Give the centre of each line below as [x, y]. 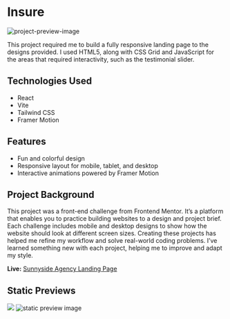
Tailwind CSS [36, 112]
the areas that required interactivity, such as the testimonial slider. [101, 59]
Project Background [51, 194]
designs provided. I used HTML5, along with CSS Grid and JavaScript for [111, 52]
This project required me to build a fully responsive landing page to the [108, 44]
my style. [20, 255]
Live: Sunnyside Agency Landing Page [62, 269]
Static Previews [41, 290]
